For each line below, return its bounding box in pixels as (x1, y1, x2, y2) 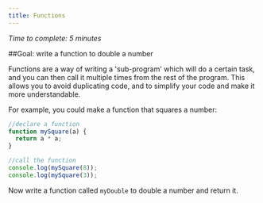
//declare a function (8, 120, 80, 128)
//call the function (8, 156, 77, 165)
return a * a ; (15, 135, 62, 143)
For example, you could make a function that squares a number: (8, 105, 218, 114)
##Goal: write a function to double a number (8, 48, 153, 58)
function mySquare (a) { (8, 128, 87, 136)
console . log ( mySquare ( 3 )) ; (8, 171, 98, 179)
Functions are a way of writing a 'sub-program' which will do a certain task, (8, 64, 256, 74)
